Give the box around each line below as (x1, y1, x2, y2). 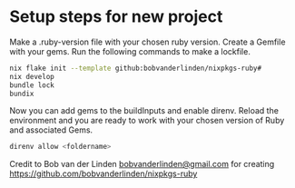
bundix (9, 89, 34, 98)
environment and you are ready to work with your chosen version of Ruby (9, 115, 285, 126)
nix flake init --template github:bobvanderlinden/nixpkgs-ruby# (9, 64, 261, 73)
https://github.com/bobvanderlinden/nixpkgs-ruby (9, 168, 198, 179)
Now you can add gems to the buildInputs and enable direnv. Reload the (9, 105, 280, 116)
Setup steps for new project (9, 6, 223, 27)
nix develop (9, 72, 54, 81)
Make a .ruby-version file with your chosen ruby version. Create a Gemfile (9, 36, 286, 47)
